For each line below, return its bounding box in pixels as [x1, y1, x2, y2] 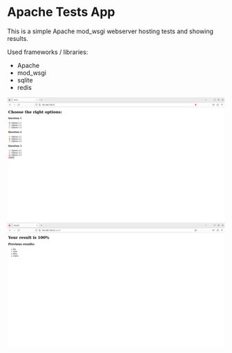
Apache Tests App [7, 4, 115, 20]
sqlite [17, 75, 33, 84]
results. [7, 34, 29, 42]
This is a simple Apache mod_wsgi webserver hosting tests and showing [7, 27, 214, 35]
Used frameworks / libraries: [7, 48, 88, 56]
